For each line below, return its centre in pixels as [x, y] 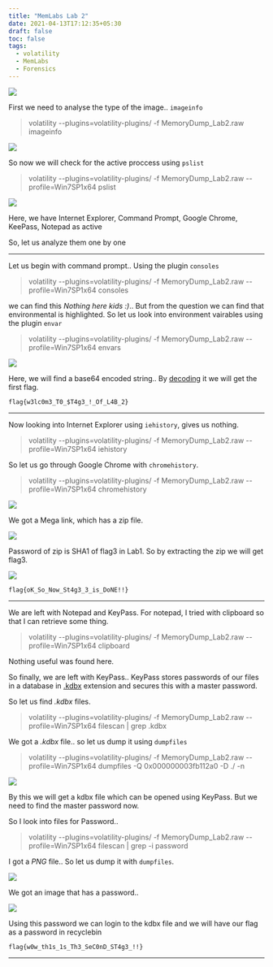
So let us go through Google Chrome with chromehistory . [104, 465]
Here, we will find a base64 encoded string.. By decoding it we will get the [133, 378]
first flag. [24, 387]
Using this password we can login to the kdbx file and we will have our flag [133, 923]
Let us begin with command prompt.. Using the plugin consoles [114, 266]
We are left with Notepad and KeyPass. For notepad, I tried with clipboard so [136, 612]
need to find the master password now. [74, 805]
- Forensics [36, 69]
